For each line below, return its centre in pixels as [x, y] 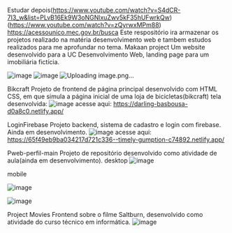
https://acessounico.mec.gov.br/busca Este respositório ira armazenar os [113, 32]
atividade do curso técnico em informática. [69, 222]
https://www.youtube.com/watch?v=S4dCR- [116, 10]
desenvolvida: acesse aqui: [59, 104]
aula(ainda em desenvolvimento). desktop [67, 160]
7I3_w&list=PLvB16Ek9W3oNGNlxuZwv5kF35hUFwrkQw [88, 17]
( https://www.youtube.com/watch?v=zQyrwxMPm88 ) [85, 25]
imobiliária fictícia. [34, 62]
